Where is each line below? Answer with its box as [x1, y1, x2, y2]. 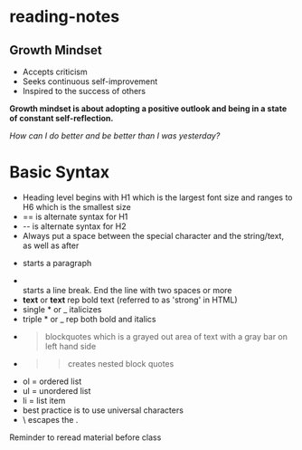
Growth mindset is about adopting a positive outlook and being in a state [9, 103, 288, 114]
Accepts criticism [22, 66, 88, 77]
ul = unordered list [22, 385, 91, 396]
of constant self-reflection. [9, 113, 114, 123]
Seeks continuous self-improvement [22, 76, 158, 87]
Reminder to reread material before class [9, 432, 162, 443]
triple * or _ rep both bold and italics [22, 313, 156, 324]
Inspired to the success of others [22, 86, 146, 96]
